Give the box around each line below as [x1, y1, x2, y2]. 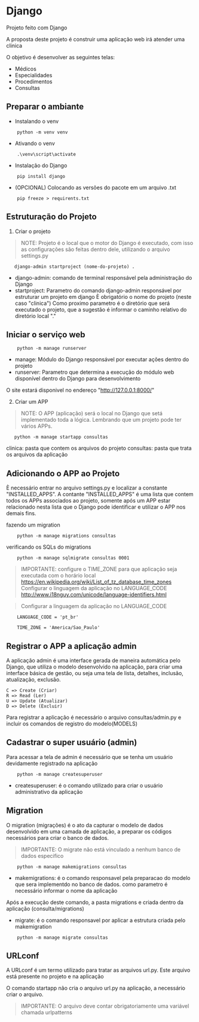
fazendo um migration [6, 521, 61, 528]
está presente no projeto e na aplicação [6, 973, 104, 980]
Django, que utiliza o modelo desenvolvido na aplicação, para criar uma [6, 663, 183, 670]
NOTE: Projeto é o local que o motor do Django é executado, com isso [20, 239, 194, 246]
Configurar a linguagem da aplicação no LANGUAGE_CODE [20, 603, 167, 610]
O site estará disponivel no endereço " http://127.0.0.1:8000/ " [6, 386, 155, 394]
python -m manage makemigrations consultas [17, 864, 127, 870]
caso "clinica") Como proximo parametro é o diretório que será [14, 300, 170, 307]
